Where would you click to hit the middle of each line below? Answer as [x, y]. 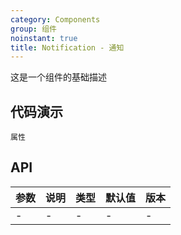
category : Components [55, 19]
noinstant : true [44, 38]
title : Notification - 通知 [67, 47]
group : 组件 [33, 29]
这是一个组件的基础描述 [58, 77]
